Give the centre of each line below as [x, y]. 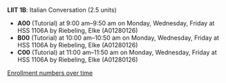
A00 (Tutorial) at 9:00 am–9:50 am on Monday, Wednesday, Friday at [116, 23]
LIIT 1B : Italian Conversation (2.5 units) [62, 10]
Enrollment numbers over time [50, 73]
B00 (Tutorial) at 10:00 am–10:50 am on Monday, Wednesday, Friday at [118, 38]
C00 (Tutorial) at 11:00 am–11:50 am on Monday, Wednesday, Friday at [117, 52]
